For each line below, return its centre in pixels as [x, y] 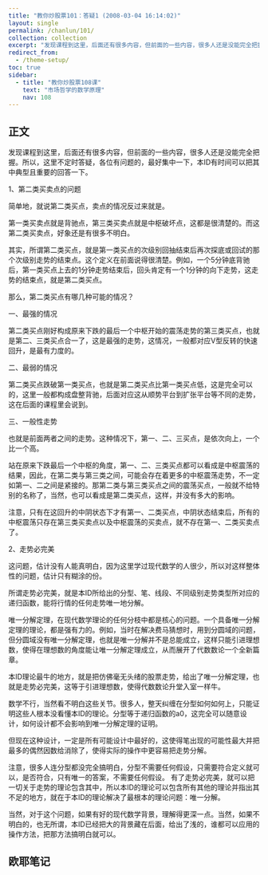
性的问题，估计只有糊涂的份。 [57, 576]
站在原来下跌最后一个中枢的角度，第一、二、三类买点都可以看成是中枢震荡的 [134, 465]
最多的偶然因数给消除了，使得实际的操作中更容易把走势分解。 [110, 751]
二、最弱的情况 [33, 368]
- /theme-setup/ [42, 61]
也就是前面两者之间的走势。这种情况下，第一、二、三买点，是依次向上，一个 [134, 439]
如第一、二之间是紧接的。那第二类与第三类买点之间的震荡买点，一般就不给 [130, 485]
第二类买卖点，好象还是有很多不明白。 [71, 233]
